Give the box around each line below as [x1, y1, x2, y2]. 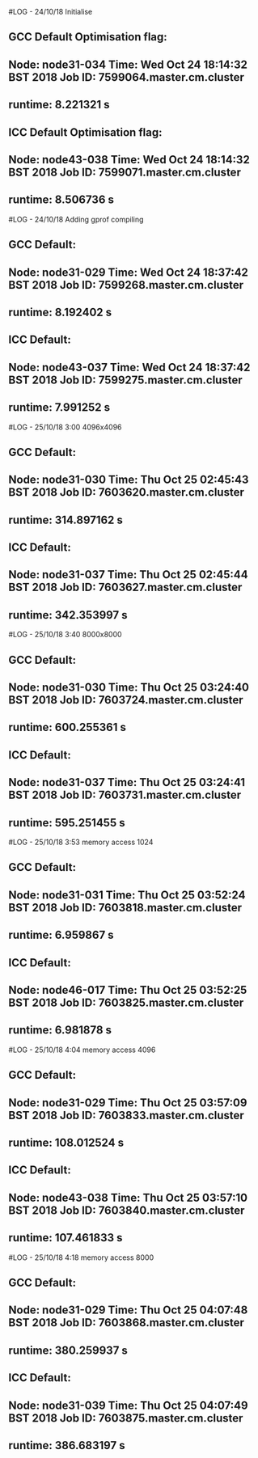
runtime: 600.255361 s [8, 721, 127, 734]
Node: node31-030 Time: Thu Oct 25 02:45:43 [8, 473, 249, 487]
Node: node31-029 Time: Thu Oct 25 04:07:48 [8, 1304, 248, 1317]
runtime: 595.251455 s [8, 816, 125, 830]
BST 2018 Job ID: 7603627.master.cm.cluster [8, 581, 243, 594]
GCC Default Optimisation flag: [8, 30, 167, 44]
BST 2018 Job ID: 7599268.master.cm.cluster [8, 278, 244, 292]
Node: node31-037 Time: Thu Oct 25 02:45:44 [8, 568, 248, 581]
